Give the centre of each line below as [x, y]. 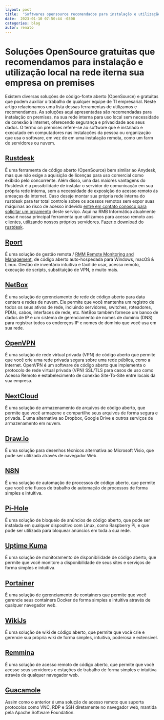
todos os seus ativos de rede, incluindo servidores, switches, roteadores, [79, 307]
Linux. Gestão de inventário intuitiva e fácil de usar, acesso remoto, [72, 264]
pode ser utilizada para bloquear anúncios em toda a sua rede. [68, 530]
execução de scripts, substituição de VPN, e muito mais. [62, 270]
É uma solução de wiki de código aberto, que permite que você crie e [75, 632]
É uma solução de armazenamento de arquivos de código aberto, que [75, 408]
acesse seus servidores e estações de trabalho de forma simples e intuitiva [81, 670]
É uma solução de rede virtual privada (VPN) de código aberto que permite [80, 355]
